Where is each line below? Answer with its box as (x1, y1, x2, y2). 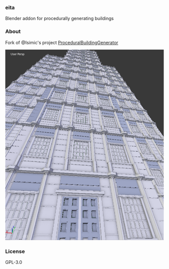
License (5, 248, 25, 255)
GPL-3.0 (5, 259, 23, 265)
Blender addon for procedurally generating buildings (5, 16, 114, 22)
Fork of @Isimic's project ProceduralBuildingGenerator (5, 39, 119, 45)
